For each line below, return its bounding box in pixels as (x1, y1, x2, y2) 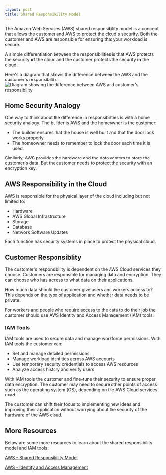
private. (5, 297, 21, 303)
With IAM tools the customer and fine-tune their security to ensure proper (5, 376, 156, 382)
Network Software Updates (12, 229, 68, 235)
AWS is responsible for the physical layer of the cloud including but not (5, 193, 150, 199)
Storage (12, 219, 29, 225)
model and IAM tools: (5, 445, 49, 451)
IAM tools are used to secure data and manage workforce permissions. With (5, 336, 161, 342)
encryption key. (5, 165, 37, 171)
